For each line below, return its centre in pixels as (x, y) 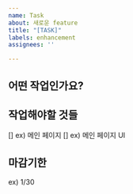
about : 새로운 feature (43, 23)
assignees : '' (32, 45)
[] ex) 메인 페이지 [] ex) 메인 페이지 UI (67, 136)
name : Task (26, 15)
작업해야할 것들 (43, 115)
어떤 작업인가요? (46, 86)
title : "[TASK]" (35, 30)
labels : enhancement (42, 37)
